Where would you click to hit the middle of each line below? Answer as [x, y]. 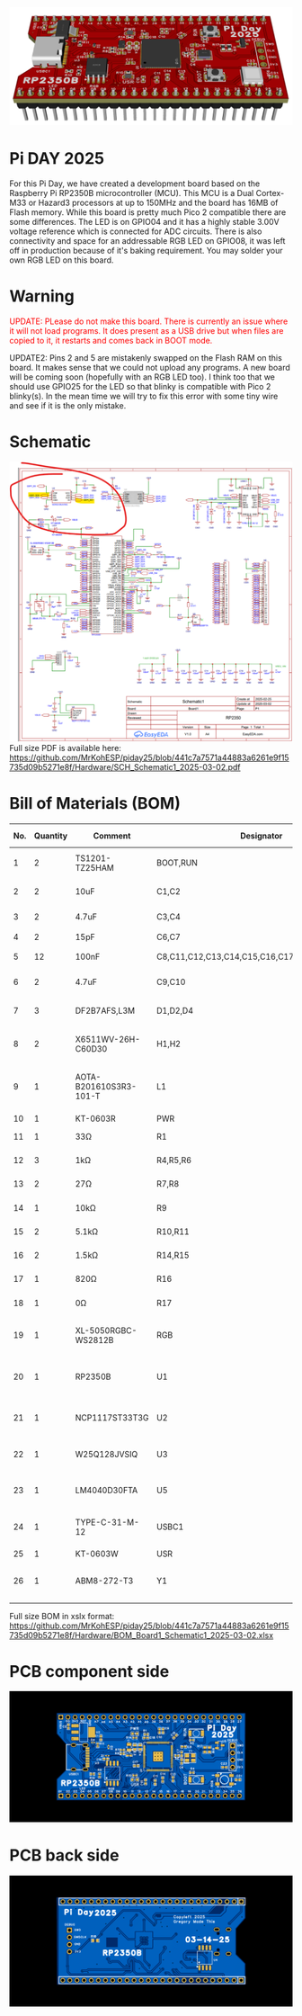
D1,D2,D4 [175, 1010]
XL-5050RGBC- [106, 1331]
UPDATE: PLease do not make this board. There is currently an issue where [149, 321]
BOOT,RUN [177, 863]
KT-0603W [97, 1554]
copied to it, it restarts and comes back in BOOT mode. [111, 341]
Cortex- [270, 193]
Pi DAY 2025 [57, 159]
